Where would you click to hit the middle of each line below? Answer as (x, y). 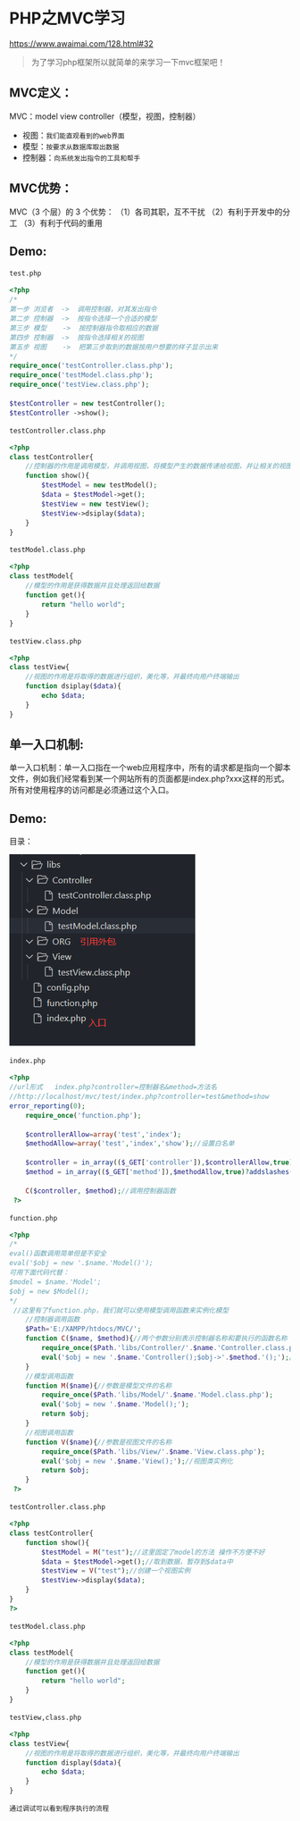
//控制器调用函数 (53, 1320)
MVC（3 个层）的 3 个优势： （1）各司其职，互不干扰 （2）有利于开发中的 (146, 212)
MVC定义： (41, 93)
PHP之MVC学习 (67, 18)
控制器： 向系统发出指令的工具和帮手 (81, 157)
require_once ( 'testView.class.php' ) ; (79, 385)
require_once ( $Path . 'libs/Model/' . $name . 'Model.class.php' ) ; (158, 1395)
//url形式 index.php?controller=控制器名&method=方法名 (113, 1087)
